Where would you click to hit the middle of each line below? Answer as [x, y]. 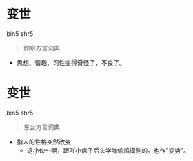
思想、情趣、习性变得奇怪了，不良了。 [71, 62]
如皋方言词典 [41, 48]
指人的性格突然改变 [44, 142]
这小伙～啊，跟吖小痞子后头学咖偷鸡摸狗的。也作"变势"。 [108, 150]
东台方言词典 [41, 127]
